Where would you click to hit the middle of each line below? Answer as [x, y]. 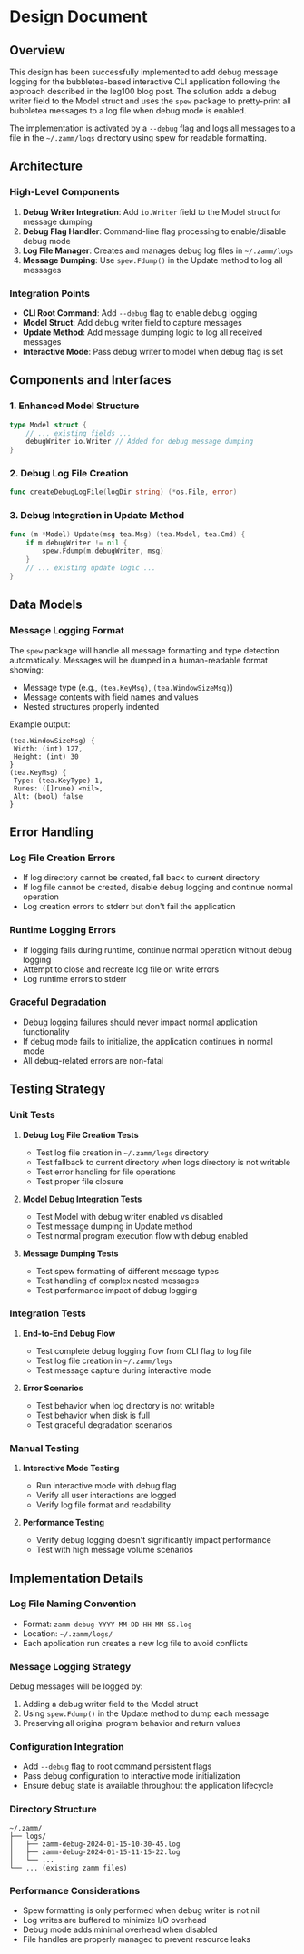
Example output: [40, 724]
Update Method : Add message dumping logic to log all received [142, 332]
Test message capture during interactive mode [123, 1370]
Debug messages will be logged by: [76, 1686]
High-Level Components [64, 192]
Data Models [46, 605]
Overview [38, 50]
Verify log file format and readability [103, 1505]
